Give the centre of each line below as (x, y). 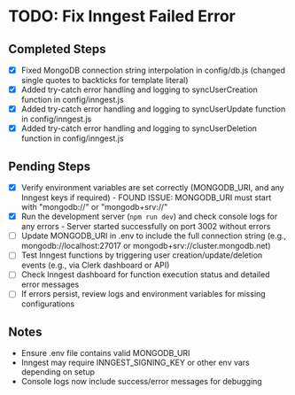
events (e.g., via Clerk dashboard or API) (95, 265)
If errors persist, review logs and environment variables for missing (144, 294)
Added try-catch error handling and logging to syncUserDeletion (139, 128)
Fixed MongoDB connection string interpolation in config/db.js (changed (153, 70)
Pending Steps (50, 166)
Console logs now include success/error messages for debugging (141, 382)
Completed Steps (57, 49)
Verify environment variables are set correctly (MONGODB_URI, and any (152, 188)
